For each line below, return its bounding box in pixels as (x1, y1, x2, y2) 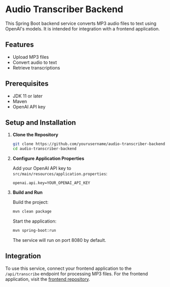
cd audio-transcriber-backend (12, 146, 77, 152)
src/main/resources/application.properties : (12, 171, 108, 177)
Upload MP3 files (12, 54, 49, 60)
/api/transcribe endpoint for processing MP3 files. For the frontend (5, 270, 148, 277)
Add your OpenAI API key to (12, 165, 72, 171)
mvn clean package (12, 209, 52, 214)
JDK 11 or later (12, 93, 43, 99)
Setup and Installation (5, 118, 76, 127)
